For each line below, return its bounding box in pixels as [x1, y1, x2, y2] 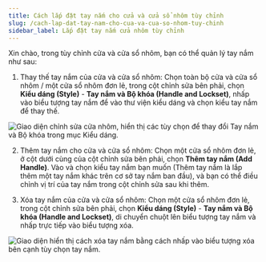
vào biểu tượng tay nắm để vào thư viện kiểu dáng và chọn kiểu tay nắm [19, 97, 258, 108]
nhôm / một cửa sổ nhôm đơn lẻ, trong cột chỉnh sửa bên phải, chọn [19, 81, 244, 90]
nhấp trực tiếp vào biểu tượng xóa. [19, 220, 134, 230]
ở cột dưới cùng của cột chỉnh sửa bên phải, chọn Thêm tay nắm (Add [19, 154, 252, 164]
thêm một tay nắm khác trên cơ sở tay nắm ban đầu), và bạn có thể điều [19, 171, 258, 181]
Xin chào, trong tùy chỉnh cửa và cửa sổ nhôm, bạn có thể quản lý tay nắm [8, 49, 254, 58]
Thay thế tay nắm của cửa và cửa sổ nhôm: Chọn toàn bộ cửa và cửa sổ [19, 73, 258, 82]
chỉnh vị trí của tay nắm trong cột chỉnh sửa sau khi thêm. [19, 180, 210, 189]
